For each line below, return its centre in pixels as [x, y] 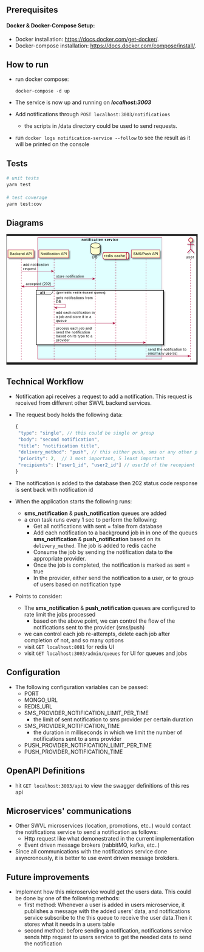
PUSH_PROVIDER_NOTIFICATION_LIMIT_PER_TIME [88, 745]
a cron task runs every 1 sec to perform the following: [91, 519]
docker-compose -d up [42, 91]
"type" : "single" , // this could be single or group [86, 433]
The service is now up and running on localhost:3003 [83, 102]
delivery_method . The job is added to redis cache [95, 545]
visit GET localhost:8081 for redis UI [69, 646]
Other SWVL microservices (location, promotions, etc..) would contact [103, 826]
